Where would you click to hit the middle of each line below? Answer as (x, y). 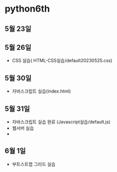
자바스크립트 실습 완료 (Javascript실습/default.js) (61, 122)
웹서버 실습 (23, 128)
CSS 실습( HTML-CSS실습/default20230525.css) (62, 61)
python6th (27, 9)
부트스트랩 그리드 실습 (34, 164)
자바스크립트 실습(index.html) (41, 91)
